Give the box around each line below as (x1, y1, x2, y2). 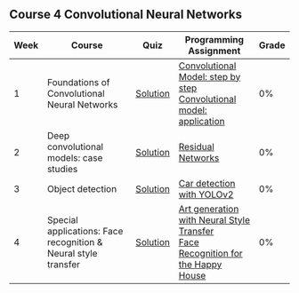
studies (47, 162, 78, 175)
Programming (184, 33, 245, 45)
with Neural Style (178, 213, 251, 226)
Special (47, 213, 78, 226)
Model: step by (178, 70, 241, 83)
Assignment (188, 44, 241, 57)
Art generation (178, 202, 239, 215)
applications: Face (47, 225, 124, 237)
